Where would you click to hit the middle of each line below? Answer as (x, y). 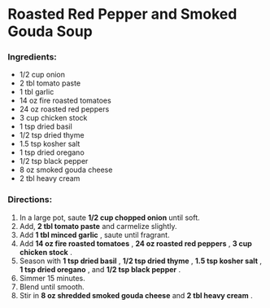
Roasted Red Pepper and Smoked (122, 14)
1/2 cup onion (42, 75)
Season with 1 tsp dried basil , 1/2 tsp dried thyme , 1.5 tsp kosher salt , (140, 261)
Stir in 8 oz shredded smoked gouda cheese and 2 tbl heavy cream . (136, 295)
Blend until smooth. (52, 287)
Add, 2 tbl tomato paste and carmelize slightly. (98, 226)
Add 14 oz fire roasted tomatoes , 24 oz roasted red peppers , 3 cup (136, 243)
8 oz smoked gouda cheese (66, 170)
